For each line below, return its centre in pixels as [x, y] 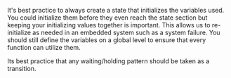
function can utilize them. [44, 47]
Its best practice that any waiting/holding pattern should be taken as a [108, 61]
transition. [22, 69]
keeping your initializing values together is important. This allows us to [109, 25]
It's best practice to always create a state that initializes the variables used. [116, 10]
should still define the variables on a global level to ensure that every [107, 40]
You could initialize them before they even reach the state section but [107, 18]
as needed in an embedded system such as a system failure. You [126, 32]
